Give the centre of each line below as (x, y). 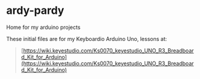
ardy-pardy (35, 11)
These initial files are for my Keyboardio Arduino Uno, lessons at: (87, 39)
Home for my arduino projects (43, 27)
